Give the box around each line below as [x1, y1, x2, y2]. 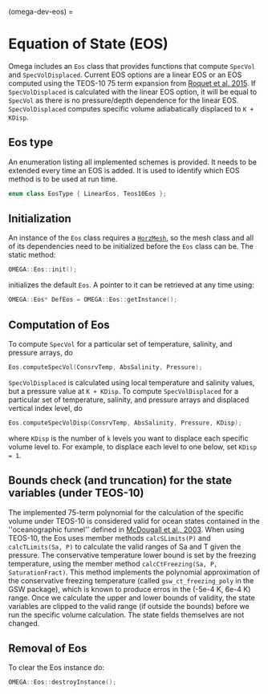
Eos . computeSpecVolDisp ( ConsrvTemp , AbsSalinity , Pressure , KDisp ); [8, 419, 242, 427]
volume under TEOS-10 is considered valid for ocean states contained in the [8, 516, 261, 526]
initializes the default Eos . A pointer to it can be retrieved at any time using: [8, 280, 254, 290]
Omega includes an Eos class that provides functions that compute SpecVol [8, 61, 255, 71]
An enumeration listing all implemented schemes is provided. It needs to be [8, 156, 257, 167]
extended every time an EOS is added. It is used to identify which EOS [8, 165, 240, 175]
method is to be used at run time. [8, 174, 118, 184]
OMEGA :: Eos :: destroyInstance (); [8, 678, 116, 687]
